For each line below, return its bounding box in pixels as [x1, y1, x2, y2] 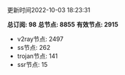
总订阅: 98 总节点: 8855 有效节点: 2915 [7, 20, 119, 29]
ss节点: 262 [16, 44, 51, 51]
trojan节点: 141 [16, 52, 58, 60]
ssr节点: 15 [16, 61, 48, 68]
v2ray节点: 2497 [16, 35, 64, 43]
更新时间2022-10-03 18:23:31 [7, 6, 91, 14]
